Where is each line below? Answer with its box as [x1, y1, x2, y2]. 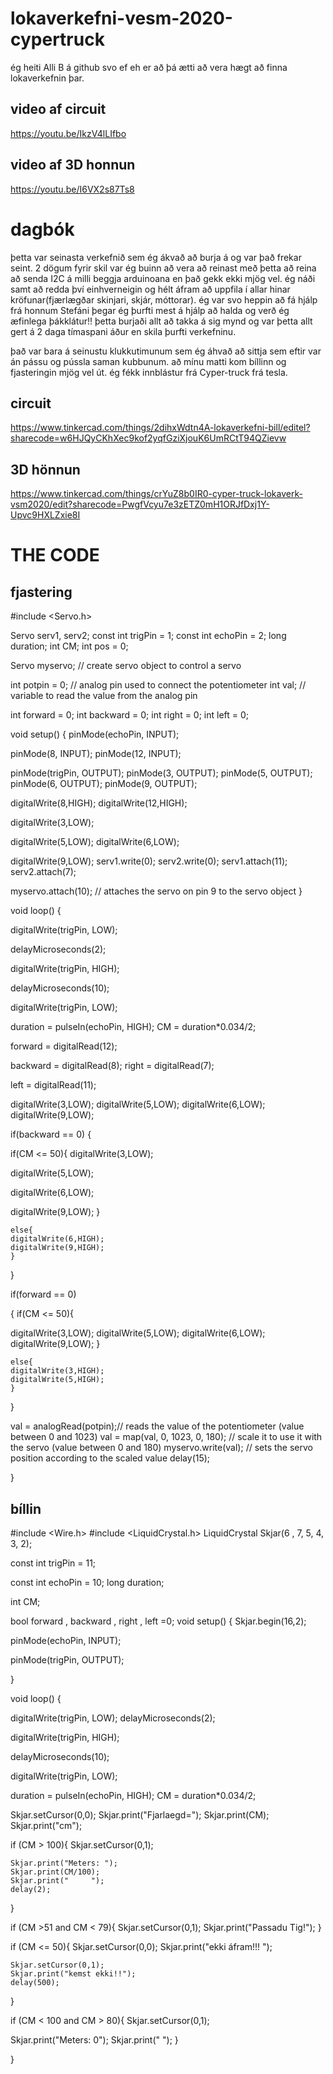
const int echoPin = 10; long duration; [10, 1576, 165, 1588]
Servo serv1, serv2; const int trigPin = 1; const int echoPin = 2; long [10, 630, 287, 642]
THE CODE [10, 544, 100, 567]
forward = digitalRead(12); [10, 1040, 118, 1052]
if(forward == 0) [10, 1288, 77, 1301]
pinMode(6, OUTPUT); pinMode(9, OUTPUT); [10, 778, 198, 790]
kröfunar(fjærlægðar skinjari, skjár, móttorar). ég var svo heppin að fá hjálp [10, 293, 318, 306]
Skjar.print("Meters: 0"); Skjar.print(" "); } [10, 2033, 179, 2046]
